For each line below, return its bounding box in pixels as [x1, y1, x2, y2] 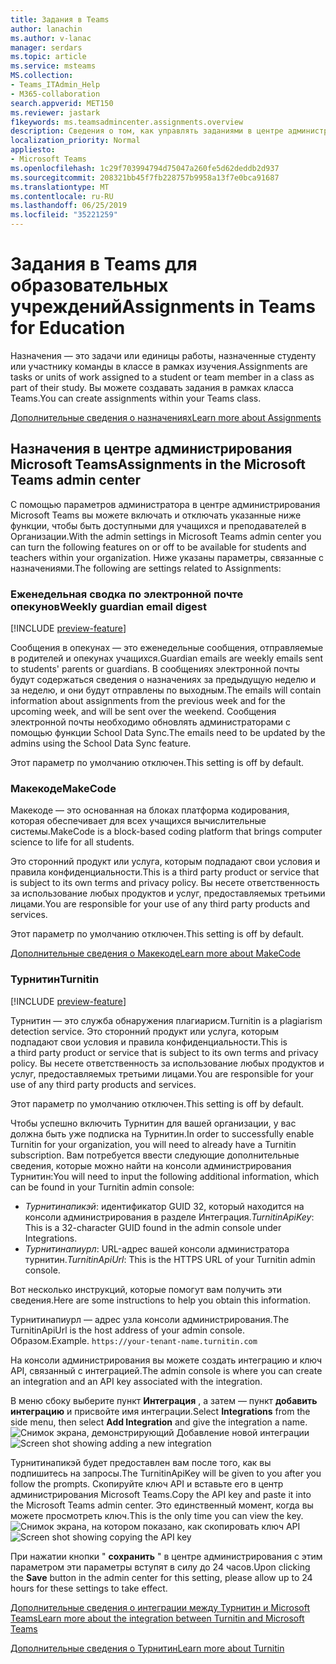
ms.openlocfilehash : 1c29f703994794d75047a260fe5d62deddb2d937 [10, 163, 280, 173]
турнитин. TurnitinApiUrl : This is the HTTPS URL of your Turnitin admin [24, 1253, 316, 1265]
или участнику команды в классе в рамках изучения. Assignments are [10, 360, 308, 372]
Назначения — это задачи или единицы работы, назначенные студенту [10, 349, 317, 361]
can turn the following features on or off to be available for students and [10, 541, 307, 553]
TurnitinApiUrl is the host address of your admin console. [10, 1324, 246, 1336]
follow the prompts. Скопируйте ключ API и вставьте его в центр [10, 1477, 284, 1490]
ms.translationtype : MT [10, 182, 110, 192]
